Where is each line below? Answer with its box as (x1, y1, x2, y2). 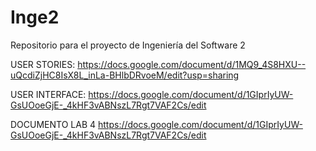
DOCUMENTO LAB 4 (10, 118, 97, 130)
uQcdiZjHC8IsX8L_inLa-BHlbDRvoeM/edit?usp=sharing (10, 69, 240, 81)
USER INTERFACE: (10, 88, 87, 100)
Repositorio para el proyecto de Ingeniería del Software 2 (10, 39, 246, 51)
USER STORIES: (10, 58, 76, 70)
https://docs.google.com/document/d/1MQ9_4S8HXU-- (77, 58, 307, 70)
